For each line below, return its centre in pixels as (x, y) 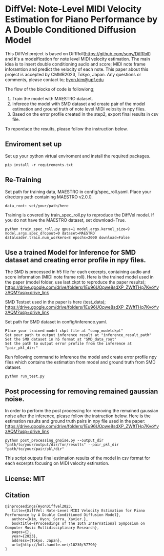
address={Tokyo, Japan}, (37, 541)
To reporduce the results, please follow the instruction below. (67, 128)
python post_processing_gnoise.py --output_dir (54, 441)
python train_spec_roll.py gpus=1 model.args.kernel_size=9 (68, 229)
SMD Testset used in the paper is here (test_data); (55, 302)
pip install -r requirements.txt (39, 165)
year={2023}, (25, 536)
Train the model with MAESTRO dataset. (52, 98)
